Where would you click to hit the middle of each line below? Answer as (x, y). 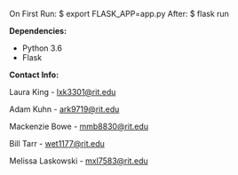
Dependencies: (38, 31)
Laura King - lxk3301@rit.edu (63, 92)
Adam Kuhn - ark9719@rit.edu (64, 109)
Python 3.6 (42, 48)
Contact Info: (34, 75)
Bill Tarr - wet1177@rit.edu (57, 143)
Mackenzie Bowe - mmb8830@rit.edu (79, 126)
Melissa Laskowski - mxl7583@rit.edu (79, 161)
